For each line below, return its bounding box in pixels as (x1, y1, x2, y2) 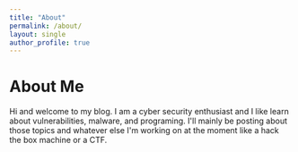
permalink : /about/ (9, 21, 83, 30)
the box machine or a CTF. (9, 135, 108, 146)
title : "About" (9, 13, 66, 22)
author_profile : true (9, 38, 91, 47)
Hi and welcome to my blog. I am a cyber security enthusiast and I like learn (9, 106, 289, 117)
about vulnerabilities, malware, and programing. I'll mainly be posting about (9, 115, 288, 126)
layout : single (9, 30, 66, 38)
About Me (9, 77, 84, 97)
